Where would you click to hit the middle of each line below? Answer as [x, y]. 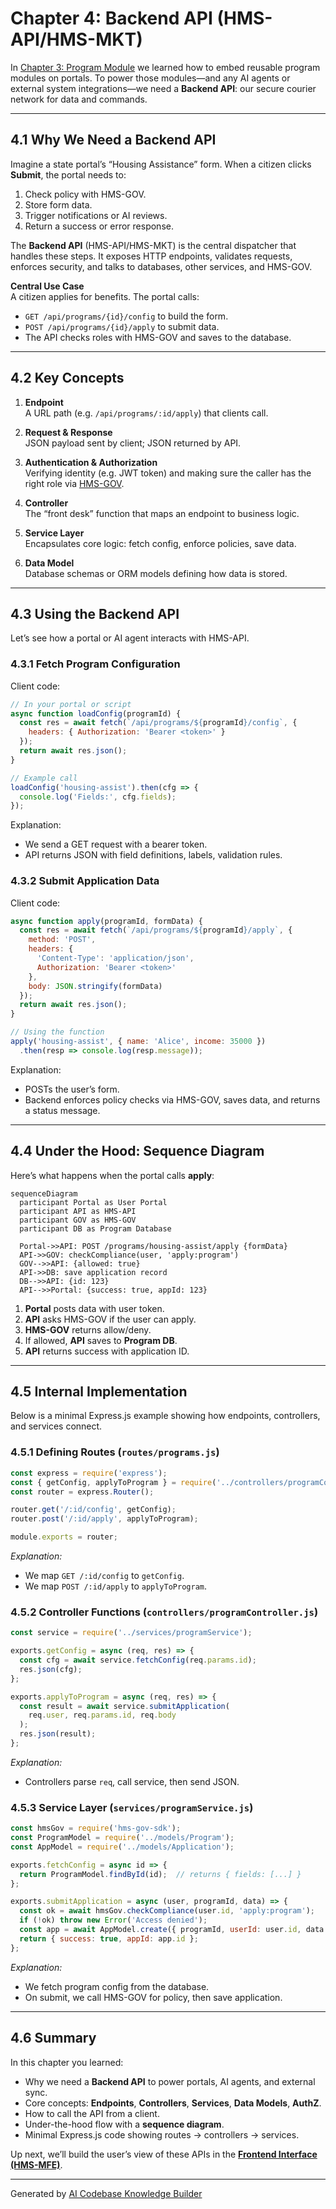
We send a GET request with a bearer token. [116, 844]
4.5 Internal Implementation [99, 1392]
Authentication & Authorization [91, 462]
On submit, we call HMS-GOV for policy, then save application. [153, 1997]
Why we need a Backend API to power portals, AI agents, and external [170, 2081]
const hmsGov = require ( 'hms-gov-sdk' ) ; [96, 1828]
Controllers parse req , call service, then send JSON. [132, 1781]
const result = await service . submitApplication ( [124, 1706]
